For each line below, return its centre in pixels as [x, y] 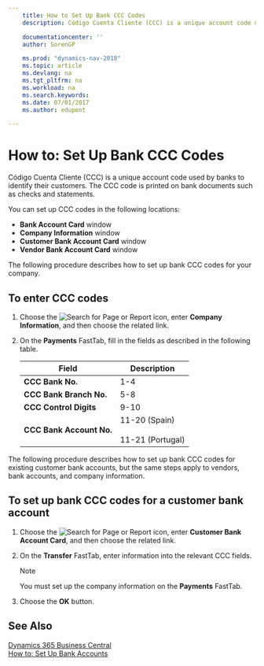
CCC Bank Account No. [68, 430]
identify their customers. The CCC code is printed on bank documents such [130, 186]
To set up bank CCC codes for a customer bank [126, 501]
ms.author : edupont [54, 110]
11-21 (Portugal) [152, 440]
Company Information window [70, 233]
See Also [30, 626]
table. [29, 349]
